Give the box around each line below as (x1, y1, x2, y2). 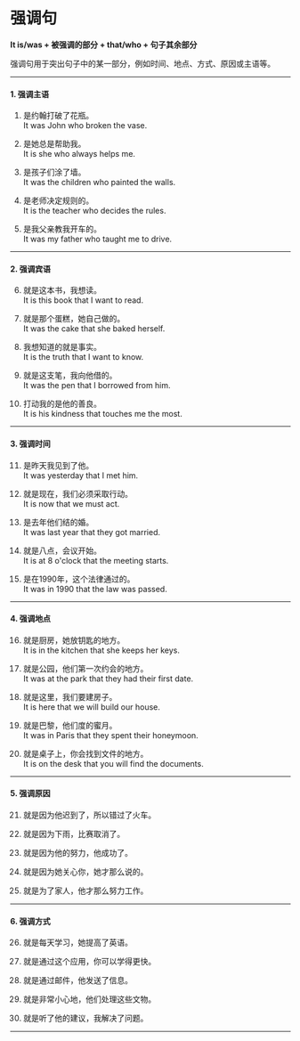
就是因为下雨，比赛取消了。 (22, 828, 126, 839)
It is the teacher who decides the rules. (22, 206, 166, 216)
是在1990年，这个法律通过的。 (22, 573, 135, 584)
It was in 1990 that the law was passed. (22, 583, 167, 594)
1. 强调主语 (10, 88, 50, 99)
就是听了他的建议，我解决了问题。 (22, 1013, 149, 1024)
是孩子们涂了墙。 (22, 167, 86, 178)
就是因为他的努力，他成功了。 (22, 847, 133, 858)
